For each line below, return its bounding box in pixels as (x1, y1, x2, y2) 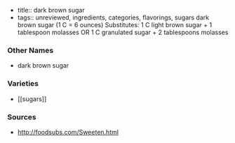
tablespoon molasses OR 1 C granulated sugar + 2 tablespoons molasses (17, 28, 229, 36)
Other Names (7, 45, 54, 55)
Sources (7, 112, 36, 121)
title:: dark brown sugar (17, 6, 86, 14)
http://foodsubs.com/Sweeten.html (17, 128, 119, 136)
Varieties (7, 79, 39, 89)
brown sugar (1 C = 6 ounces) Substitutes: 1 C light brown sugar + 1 (17, 21, 213, 29)
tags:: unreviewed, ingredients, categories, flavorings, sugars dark (17, 13, 209, 22)
